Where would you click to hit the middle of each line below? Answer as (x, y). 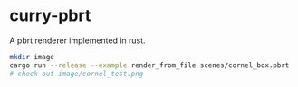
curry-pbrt (50, 16)
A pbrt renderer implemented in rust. (78, 40)
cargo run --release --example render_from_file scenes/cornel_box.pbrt (149, 65)
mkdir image (32, 57)
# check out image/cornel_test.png (77, 74)
